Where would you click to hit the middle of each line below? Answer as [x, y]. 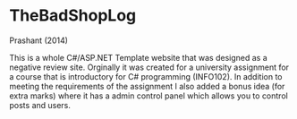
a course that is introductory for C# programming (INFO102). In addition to [146, 76]
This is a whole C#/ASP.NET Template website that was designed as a [139, 57]
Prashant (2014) [39, 40]
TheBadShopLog [73, 16]
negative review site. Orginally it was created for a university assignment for [149, 67]
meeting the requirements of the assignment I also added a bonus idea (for [147, 86]
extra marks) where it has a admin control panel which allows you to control [148, 96]
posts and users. [40, 105]
